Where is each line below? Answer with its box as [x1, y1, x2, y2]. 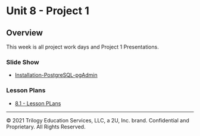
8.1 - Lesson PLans [14, 99, 61, 107]
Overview [6, 28, 43, 38]
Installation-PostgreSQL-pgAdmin [14, 72, 98, 79]
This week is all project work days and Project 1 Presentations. [6, 43, 159, 50]
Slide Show [6, 58, 40, 66]
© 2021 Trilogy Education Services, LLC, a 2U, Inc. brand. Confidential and [6, 116, 189, 124]
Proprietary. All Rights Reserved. [6, 123, 86, 130]
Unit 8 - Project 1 [6, 4, 89, 18]
